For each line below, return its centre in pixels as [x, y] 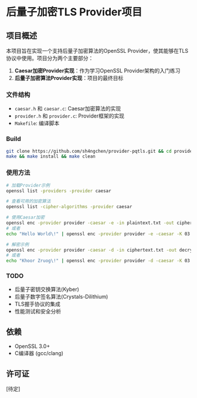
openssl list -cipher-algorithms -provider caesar [69, 207]
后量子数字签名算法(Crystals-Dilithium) [61, 297]
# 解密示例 [18, 245]
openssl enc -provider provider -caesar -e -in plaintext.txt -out [90, 223]
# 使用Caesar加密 [26, 218]
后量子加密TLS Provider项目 [74, 12]
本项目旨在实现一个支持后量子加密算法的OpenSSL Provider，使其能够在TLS [97, 51]
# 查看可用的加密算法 [28, 201]
